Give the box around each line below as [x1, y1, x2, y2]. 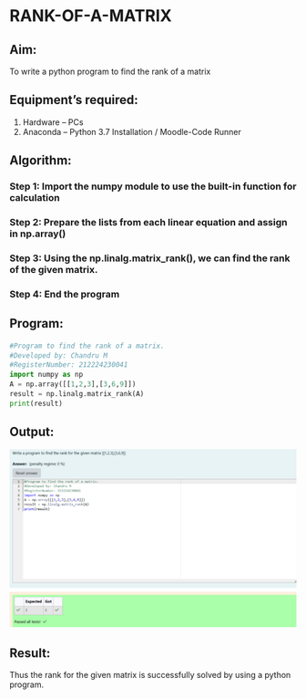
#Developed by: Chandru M [9, 350, 107, 360]
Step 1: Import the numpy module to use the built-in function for [9, 180, 297, 193]
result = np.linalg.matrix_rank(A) [9, 390, 145, 399]
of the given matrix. [9, 263, 98, 276]
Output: [9, 424, 55, 440]
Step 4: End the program [9, 287, 120, 300]
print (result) [9, 399, 64, 408]
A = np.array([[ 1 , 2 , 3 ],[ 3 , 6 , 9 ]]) [9, 380, 137, 389]
